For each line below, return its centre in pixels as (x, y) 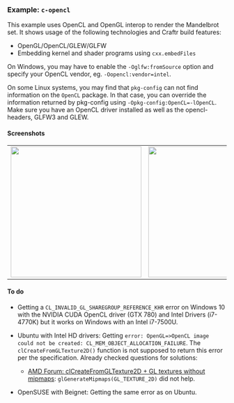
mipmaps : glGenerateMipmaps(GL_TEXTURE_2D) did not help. (111, 379)
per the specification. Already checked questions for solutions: (107, 358)
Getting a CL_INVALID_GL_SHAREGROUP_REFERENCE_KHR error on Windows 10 (121, 307)
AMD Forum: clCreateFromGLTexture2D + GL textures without (116, 371)
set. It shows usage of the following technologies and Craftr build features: (114, 32)
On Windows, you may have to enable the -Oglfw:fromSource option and (110, 67)
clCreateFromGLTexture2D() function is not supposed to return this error (120, 350)
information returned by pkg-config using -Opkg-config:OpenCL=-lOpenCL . (112, 102)
